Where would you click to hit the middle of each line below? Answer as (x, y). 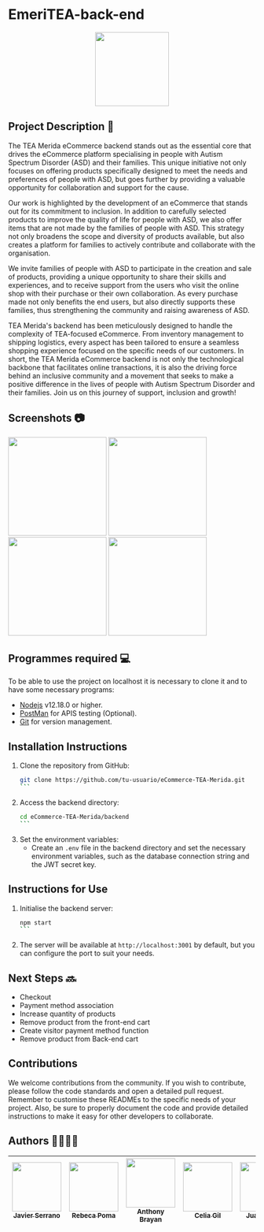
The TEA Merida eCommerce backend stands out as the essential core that (130, 145)
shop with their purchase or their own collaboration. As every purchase (123, 293)
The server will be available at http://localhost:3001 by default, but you (137, 945)
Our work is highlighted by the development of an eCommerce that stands (128, 203)
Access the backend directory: (69, 802)
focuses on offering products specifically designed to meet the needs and (128, 170)
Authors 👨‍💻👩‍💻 (43, 1141)
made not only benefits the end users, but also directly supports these (122, 302)
